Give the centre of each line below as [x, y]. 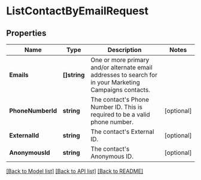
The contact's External [122, 132]
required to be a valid [121, 115]
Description [124, 50]
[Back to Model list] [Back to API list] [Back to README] [75, 171]
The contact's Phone [120, 100]
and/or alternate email [121, 67]
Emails [19, 75]
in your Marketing [115, 82]
